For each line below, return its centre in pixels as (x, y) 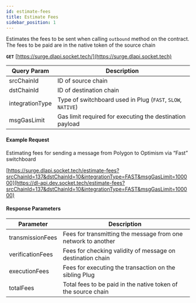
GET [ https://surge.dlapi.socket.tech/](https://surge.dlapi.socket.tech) (89, 57)
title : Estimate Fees (32, 17)
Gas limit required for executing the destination (122, 116)
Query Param (30, 71)
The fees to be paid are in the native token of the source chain (81, 45)
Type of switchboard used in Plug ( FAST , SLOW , (120, 100)
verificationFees (31, 254)
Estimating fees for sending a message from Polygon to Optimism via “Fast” (97, 153)
